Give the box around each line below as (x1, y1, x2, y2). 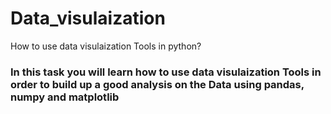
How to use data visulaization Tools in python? (10, 40, 202, 52)
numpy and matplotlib (10, 90, 120, 104)
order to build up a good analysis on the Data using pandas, (10, 77, 305, 91)
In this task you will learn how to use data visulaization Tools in (10, 65, 322, 79)
